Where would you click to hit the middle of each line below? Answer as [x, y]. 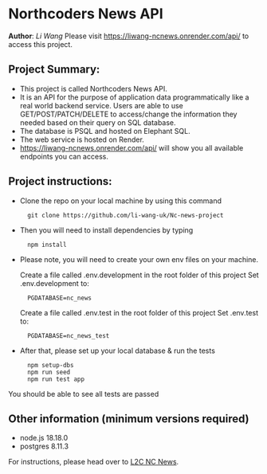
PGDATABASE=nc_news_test [69, 335]
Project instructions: [61, 181]
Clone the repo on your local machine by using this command [120, 201]
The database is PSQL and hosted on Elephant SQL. [105, 131]
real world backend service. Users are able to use [101, 105]
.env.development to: [55, 283]
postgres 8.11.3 [44, 446]
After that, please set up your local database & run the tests [117, 351]
